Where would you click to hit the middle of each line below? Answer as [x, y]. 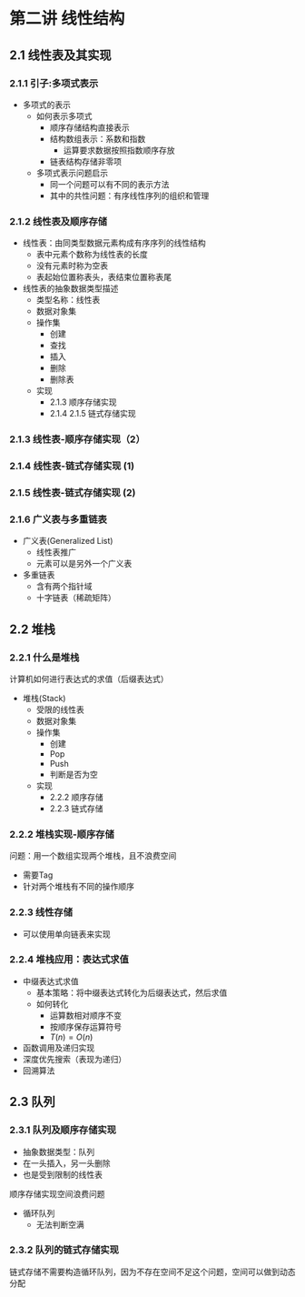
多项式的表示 [46, 105]
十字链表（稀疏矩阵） [76, 598]
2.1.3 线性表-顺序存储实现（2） [77, 439]
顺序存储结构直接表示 [89, 127]
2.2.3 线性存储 [41, 912]
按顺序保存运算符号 [86, 1026]
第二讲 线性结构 [67, 19]
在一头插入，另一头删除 [66, 1163]
